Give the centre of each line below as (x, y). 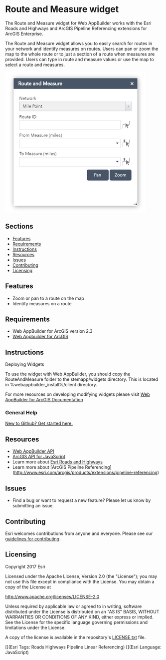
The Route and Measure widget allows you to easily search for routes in (79, 43)
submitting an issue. (33, 506)
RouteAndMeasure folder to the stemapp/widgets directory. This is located (82, 379)
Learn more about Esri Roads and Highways (58, 462)
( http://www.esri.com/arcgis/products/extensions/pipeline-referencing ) (86, 473)
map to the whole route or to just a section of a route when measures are (80, 54)
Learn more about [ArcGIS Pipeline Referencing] (62, 467)
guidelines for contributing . (33, 538)
